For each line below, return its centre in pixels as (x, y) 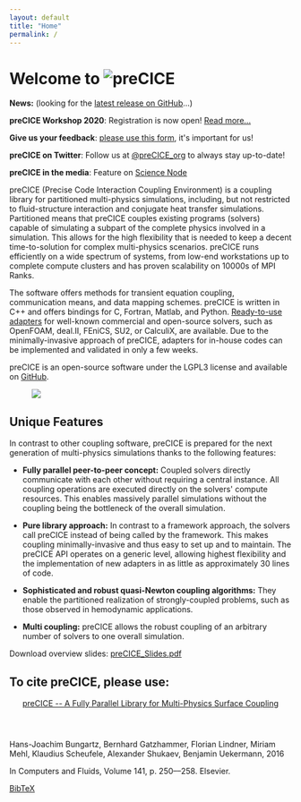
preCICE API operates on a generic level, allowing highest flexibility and (154, 554)
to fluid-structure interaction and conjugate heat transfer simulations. (137, 209)
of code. (38, 573)
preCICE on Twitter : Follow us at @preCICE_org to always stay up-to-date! (147, 155)
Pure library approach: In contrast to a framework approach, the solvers (156, 525)
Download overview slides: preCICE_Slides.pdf (95, 653)
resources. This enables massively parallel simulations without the (144, 499)
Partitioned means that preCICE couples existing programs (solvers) (135, 218)
